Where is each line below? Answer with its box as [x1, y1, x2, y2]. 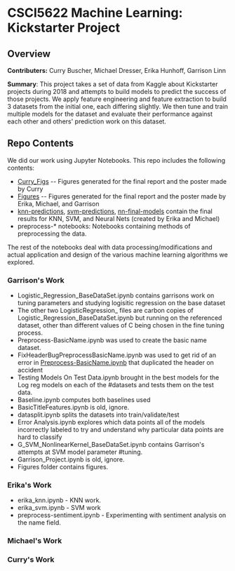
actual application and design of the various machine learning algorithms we [7, 250, 228, 259]
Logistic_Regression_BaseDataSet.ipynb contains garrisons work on [17, 291, 215, 300]
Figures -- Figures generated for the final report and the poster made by [17, 192, 227, 201]
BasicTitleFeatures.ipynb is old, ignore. [17, 403, 130, 412]
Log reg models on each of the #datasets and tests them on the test [17, 381, 214, 389]
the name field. [17, 518, 61, 527]
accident [17, 366, 43, 375]
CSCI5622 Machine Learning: [7, 5, 183, 21]
